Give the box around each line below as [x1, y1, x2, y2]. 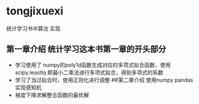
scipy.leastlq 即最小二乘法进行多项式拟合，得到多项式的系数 [14, 69, 164, 76]
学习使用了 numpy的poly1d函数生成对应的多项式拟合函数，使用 [14, 61, 171, 69]
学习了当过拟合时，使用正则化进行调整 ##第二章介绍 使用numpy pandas [14, 76, 194, 84]
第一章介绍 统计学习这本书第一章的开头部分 [6, 44, 167, 55]
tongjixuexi [6, 4, 64, 18]
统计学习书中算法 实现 [6, 25, 61, 32]
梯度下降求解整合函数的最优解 [14, 91, 89, 99]
